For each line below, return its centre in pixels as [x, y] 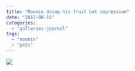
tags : [13, 34]
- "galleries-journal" [40, 28]
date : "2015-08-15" [30, 17]
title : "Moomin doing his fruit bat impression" [68, 12]
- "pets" [22, 45]
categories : [21, 23]
